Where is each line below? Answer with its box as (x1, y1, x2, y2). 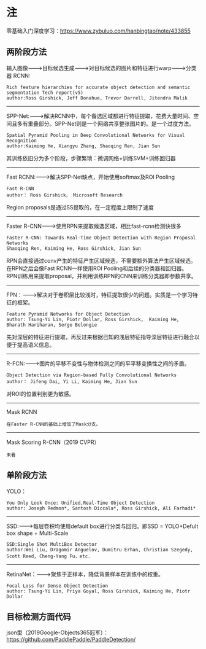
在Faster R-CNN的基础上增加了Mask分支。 (6, 421, 101, 427)
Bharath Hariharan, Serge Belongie (6, 322, 97, 328)
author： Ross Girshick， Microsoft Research (6, 192, 123, 198)
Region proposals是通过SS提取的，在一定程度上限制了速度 (6, 203, 154, 211)
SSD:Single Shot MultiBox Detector (6, 541, 97, 547)
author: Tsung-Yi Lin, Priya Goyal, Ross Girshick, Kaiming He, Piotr (6, 588, 191, 594)
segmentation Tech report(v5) (6, 90, 84, 96)
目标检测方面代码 (6, 612, 71, 622)
